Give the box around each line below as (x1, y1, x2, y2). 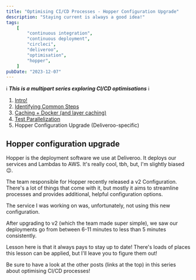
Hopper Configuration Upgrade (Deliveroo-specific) (14, 122, 139, 129)
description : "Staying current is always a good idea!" (6, 14, 145, 20)
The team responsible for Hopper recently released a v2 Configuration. (6, 178, 177, 185)
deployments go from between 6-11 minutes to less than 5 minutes (6, 226, 167, 233)
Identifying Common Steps (14, 103, 80, 110)
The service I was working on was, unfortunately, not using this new (6, 202, 171, 209)
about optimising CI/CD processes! (6, 268, 91, 275)
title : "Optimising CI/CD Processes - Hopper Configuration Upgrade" (6, 8, 180, 15)
